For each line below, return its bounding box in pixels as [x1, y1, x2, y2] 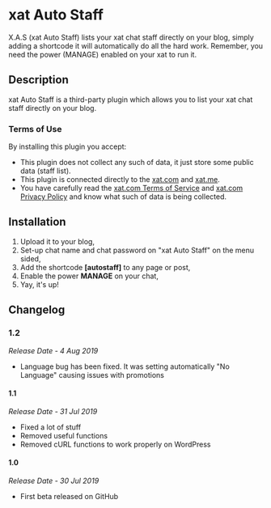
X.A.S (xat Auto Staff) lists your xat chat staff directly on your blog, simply [8, 32, 255, 42]
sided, [19, 253, 41, 264]
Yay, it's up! [19, 279, 59, 289]
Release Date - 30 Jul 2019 [8, 476, 100, 485]
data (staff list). [19, 166, 71, 176]
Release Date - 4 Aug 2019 [8, 345, 99, 355]
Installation [8, 215, 66, 229]
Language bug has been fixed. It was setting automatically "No [19, 362, 231, 371]
